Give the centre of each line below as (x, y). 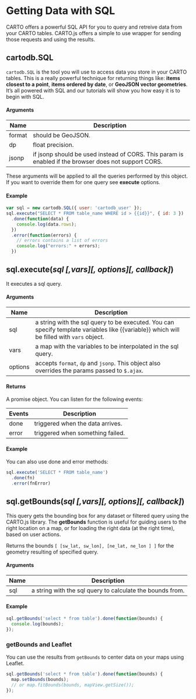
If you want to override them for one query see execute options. (83, 182)
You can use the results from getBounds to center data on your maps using (95, 657)
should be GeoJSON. (62, 135)
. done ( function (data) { (40, 219)
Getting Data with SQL (61, 11)
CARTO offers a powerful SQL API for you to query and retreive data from (94, 27)
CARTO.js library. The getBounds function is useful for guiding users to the (96, 522)
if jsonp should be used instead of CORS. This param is (108, 154)
